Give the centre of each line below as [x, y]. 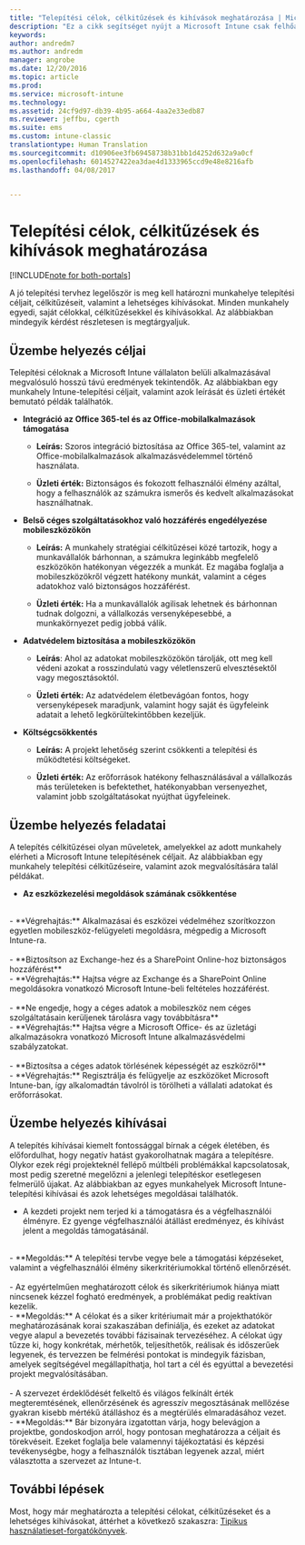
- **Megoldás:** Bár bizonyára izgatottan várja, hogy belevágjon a [135, 1422]
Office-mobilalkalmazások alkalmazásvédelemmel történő [144, 456]
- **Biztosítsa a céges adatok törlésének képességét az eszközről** [138, 1066]
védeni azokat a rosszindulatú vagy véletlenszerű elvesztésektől [156, 668]
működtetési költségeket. [83, 759]
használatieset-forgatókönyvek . [69, 1530]
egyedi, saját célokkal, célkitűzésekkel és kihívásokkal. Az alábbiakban [142, 312]
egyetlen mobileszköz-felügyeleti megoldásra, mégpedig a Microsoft [138, 930]
